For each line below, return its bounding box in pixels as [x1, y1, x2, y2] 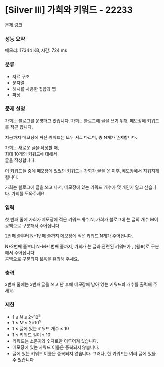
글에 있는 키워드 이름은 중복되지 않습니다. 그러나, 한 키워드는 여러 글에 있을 [12, 351, 156, 357]
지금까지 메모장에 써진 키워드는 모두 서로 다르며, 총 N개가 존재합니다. [5, 134, 137, 140]
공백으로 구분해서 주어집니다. [5, 223, 61, 229]
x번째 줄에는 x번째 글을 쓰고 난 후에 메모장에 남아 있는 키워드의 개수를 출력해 [5, 281, 152, 287]
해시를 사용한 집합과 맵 [12, 86, 56, 92]
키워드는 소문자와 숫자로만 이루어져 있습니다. [12, 338, 99, 344]
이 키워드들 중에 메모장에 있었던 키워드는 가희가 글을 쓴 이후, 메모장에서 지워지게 [5, 168, 160, 174]
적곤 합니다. [10, 124, 33, 130]
